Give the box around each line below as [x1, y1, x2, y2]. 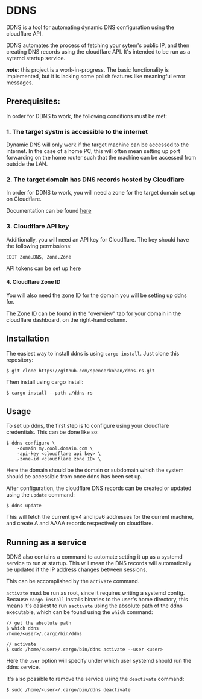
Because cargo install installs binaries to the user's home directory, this [6, 596, 188, 603]
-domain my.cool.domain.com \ [17, 445, 93, 452]
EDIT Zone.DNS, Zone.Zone [6, 254, 71, 260]
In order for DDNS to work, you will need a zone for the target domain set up [6, 189, 196, 196]
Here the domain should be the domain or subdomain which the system [6, 466, 184, 474]
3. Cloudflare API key [6, 222, 69, 231]
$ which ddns [6, 625, 39, 632]
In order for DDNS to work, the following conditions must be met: [6, 112, 168, 119]
